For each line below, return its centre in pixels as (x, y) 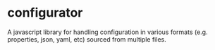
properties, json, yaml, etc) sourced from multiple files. (87, 39)
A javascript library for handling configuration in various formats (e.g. (107, 32)
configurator (45, 13)
